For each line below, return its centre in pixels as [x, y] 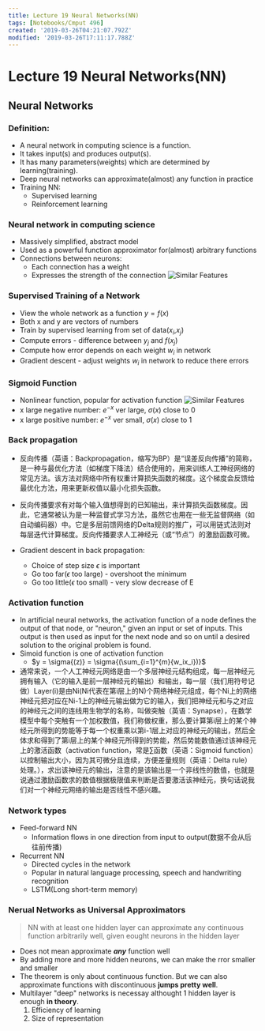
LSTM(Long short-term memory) [84, 890]
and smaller [39, 968]
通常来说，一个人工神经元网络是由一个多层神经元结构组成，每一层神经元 [137, 672]
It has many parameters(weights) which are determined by [115, 162]
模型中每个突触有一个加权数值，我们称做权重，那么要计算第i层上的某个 [134, 721]
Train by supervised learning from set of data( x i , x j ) [102, 331]
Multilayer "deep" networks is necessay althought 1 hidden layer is [128, 993]
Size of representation [67, 1018]
